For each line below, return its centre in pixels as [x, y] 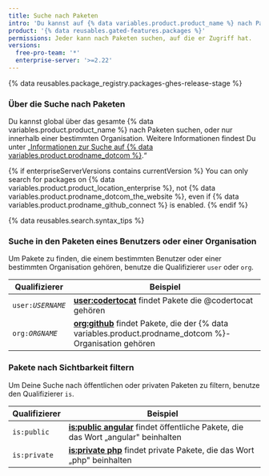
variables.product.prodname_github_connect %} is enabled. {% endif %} [128, 205]
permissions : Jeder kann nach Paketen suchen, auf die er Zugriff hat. [130, 38]
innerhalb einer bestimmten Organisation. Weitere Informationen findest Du [132, 139]
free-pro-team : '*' [48, 53]
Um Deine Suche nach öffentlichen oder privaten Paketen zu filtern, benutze [134, 385]
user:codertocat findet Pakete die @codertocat [163, 301]
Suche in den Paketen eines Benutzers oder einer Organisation [132, 241]
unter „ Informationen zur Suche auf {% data [81, 147]
